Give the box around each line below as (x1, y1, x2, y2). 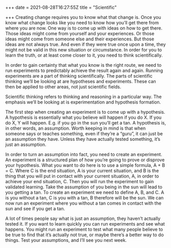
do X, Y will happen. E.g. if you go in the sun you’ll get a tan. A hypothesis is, (5, 120, 166, 126)
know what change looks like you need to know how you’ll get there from (5, 20, 159, 26)
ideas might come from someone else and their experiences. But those (5, 36, 155, 42)
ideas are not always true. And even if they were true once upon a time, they (5, 41, 166, 47)
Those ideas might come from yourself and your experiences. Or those (5, 31, 155, 36)
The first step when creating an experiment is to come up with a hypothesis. (5, 109, 165, 115)
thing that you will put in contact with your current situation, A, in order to (5, 173, 159, 179)
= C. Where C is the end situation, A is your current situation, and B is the (5, 168, 159, 173)
